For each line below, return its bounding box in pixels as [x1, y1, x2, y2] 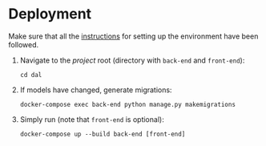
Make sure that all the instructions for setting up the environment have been [8, 31, 259, 41]
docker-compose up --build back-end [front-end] [19, 130, 186, 138]
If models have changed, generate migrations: [19, 85, 172, 95]
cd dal [19, 71, 42, 79]
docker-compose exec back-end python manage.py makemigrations [19, 100, 236, 108]
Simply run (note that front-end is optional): [19, 114, 164, 124]
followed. [8, 39, 39, 49]
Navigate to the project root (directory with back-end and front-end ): [19, 55, 245, 65]
